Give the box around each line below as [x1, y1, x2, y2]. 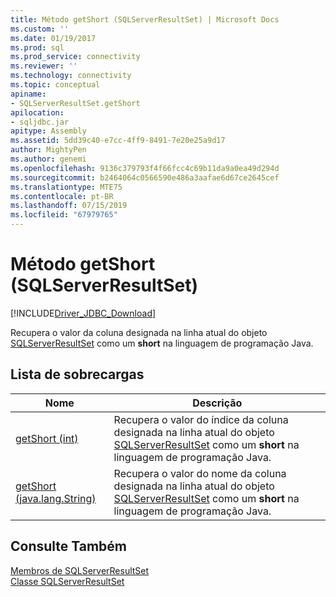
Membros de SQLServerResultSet [10, 564, 150, 576]
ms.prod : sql [10, 42, 65, 53]
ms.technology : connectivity [10, 71, 132, 81]
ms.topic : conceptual [10, 80, 101, 90]
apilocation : [10, 107, 65, 118]
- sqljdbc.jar [10, 117, 70, 127]
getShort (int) [15, 431, 79, 445]
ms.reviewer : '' [10, 61, 78, 71]
